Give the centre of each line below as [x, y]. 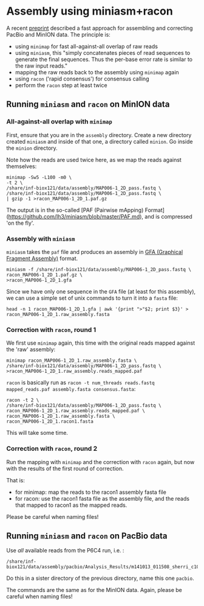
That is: [16, 480]
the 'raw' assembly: [31, 350]
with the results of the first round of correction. [65, 468]
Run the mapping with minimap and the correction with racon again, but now [100, 462]
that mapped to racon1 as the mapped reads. [71, 505]
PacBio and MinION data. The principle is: [58, 34]
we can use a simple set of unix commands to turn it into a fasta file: [92, 298]
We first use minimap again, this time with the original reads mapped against [101, 343]
